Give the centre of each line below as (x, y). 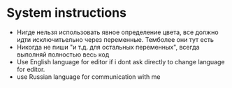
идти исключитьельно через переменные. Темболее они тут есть (115, 39)
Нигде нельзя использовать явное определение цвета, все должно (117, 32)
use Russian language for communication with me (88, 76)
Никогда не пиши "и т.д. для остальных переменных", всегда (108, 47)
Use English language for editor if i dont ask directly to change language (121, 61)
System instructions (67, 13)
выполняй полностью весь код (63, 54)
